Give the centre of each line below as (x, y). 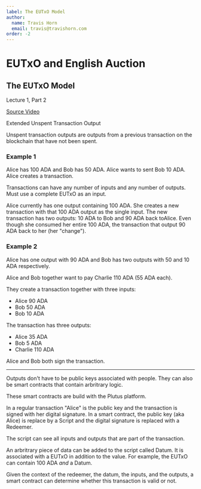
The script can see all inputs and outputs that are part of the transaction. (96, 438)
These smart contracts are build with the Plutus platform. (76, 396)
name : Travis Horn (35, 23)
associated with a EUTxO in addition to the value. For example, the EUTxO (97, 456)
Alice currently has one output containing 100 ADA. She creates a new (93, 206)
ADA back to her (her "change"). (46, 231)
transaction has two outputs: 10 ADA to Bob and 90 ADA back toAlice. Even (99, 218)
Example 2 (22, 247)
